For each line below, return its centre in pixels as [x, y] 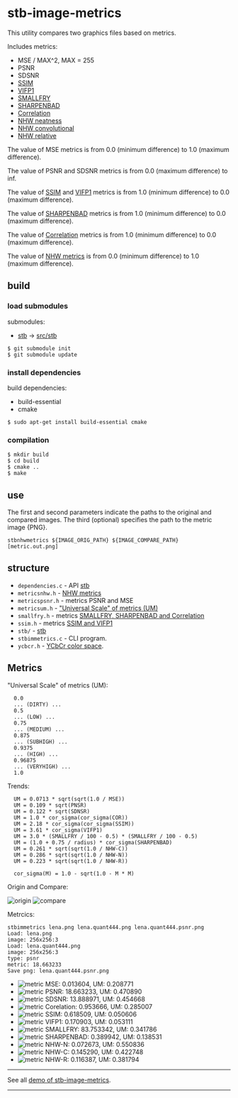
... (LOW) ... [34, 717]
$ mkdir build [28, 455]
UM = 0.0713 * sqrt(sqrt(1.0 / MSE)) [69, 799]
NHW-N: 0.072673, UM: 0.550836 [95, 1044]
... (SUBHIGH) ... [41, 741]
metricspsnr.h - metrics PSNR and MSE [75, 600]
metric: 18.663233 [34, 964]
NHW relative [37, 136]
